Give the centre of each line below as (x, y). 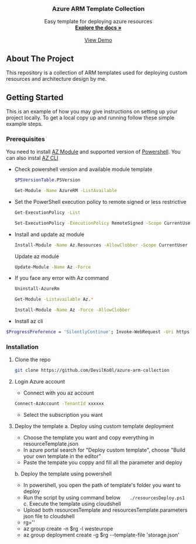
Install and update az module (49, 234)
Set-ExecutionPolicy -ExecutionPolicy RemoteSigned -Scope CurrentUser (104, 223)
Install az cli (29, 321)
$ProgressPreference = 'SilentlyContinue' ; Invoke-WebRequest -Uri (90, 332)
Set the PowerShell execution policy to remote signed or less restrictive (100, 201)
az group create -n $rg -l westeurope (68, 529)
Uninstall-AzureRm (37, 289)
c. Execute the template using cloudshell (72, 504)
